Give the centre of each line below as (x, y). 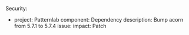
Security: (16, 8)
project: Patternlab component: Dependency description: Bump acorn (99, 20)
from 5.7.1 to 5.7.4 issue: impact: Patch (60, 26)
